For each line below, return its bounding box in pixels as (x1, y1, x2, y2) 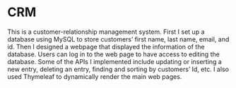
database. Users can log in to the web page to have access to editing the (7, 50, 220, 58)
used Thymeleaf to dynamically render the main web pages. (7, 72, 182, 81)
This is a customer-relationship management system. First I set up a (7, 27, 205, 36)
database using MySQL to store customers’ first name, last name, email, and (7, 34, 230, 43)
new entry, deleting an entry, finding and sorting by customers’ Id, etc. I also (7, 65, 230, 73)
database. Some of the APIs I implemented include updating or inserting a (7, 57, 223, 65)
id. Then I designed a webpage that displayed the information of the (7, 42, 205, 51)
